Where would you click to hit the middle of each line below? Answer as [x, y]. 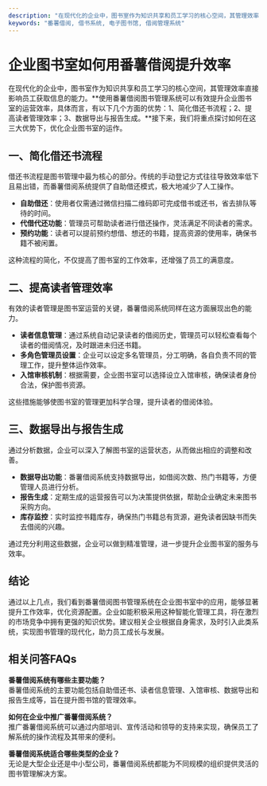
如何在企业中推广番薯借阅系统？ [60, 717]
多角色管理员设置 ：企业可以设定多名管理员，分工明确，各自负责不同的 [135, 355]
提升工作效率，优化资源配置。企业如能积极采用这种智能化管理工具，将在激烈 [133, 612]
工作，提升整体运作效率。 [69, 365]
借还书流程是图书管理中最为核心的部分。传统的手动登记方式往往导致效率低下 [133, 177]
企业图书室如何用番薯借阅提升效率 [120, 65]
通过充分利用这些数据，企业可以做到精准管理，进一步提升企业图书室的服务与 [133, 543]
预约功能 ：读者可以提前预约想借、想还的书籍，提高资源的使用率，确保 [135, 233]
